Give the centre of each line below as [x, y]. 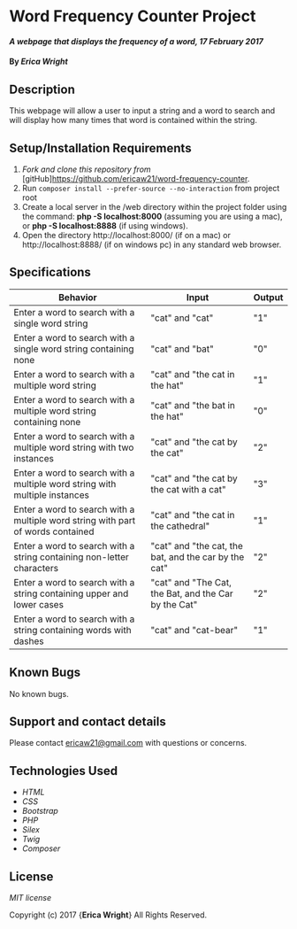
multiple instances [52, 495]
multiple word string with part [74, 520]
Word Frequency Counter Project [133, 16]
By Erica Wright [38, 62]
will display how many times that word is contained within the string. [133, 120]
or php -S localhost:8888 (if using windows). [105, 226]
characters [36, 568]
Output [268, 297]
